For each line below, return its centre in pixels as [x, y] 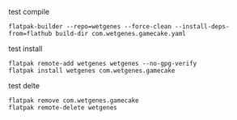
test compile [29, 12]
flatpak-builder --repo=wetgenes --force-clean [90, 27]
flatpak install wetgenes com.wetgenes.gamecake [92, 71]
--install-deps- [202, 27]
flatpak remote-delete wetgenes [63, 108]
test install [25, 49]
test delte [24, 86]
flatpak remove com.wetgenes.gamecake [74, 101]
